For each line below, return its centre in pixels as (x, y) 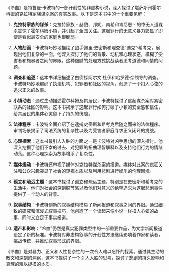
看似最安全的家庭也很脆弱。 (51, 37)
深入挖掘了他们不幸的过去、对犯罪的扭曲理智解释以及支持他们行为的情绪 (88, 147)
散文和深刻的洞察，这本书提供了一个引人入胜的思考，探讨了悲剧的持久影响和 (85, 258)
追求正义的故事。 (31, 90)
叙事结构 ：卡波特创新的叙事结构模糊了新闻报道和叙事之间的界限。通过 (86, 205)
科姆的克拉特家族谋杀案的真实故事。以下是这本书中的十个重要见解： (76, 14)
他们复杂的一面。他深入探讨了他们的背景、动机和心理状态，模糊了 (90, 54)
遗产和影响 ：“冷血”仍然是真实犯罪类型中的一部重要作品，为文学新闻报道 (88, 228)
